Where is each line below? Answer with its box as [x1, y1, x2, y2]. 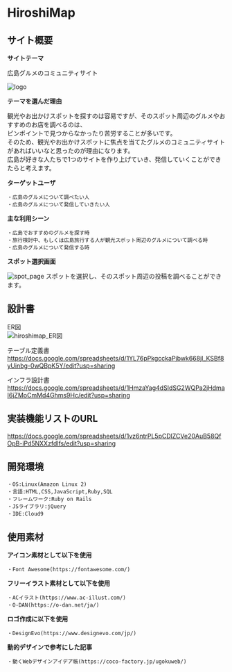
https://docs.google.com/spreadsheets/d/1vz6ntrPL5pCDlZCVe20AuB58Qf [7, 432, 222, 440]
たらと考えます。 [7, 164, 55, 172]
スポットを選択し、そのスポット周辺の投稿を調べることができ [46, 272, 222, 280]
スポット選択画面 [7, 257, 56, 265]
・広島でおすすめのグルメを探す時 [7, 229, 90, 236]
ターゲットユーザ [7, 179, 56, 187]
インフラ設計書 [7, 375, 50, 384]
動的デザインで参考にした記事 [7, 643, 92, 651]
